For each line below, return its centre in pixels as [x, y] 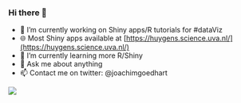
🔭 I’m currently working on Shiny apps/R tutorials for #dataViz [121, 30]
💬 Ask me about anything [61, 64]
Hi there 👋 [28, 13]
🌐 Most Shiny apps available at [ [73, 38]
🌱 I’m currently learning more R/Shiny [81, 55]
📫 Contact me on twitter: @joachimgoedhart [93, 73]
